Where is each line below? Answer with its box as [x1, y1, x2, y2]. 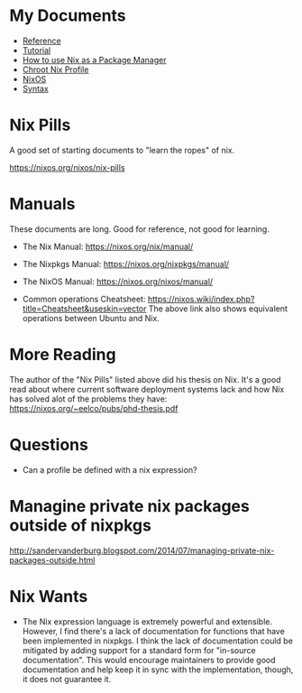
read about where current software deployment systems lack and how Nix [9, 383, 285, 394]
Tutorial [22, 44, 51, 55]
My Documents [9, 5, 126, 26]
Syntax [22, 83, 50, 94]
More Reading [9, 345, 116, 365]
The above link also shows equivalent [148, 303, 288, 314]
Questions [9, 434, 88, 455]
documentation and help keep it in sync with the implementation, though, [22, 664, 294, 675]
